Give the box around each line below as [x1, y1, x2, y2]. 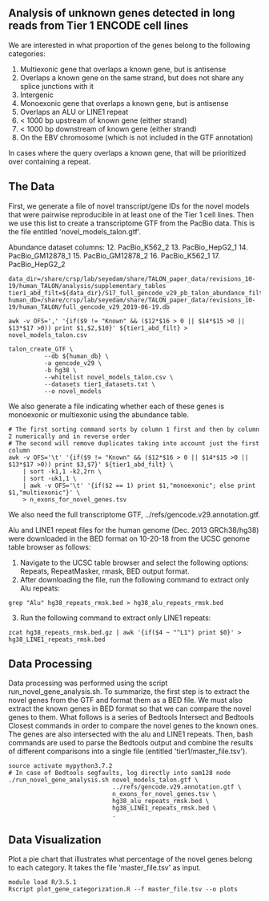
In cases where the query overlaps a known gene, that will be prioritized [8, 148, 247, 157]
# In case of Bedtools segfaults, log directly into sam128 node [8, 769, 231, 777]
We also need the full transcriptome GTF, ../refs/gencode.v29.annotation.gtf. [8, 509, 260, 519]
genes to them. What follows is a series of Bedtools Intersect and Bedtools [8, 712, 255, 722]
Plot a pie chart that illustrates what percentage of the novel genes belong [8, 854, 253, 864]
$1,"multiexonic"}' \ [8, 489, 81, 497]
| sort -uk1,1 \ [22, 474, 78, 482]
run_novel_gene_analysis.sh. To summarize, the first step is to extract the [8, 687, 250, 696]
